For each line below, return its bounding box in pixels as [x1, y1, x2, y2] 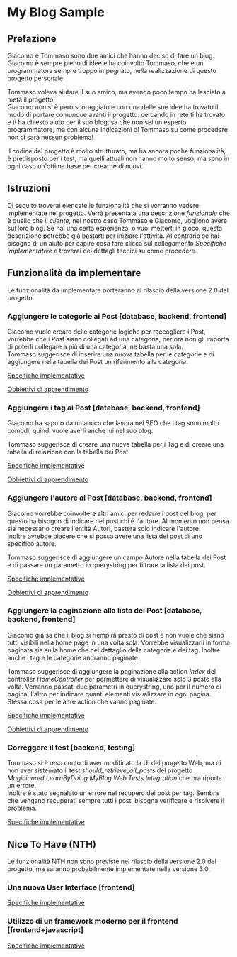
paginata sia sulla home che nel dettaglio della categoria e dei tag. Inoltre [7, 645, 221, 654]
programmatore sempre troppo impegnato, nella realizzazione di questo [7, 67, 217, 75]
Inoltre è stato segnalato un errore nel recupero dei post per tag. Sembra [7, 789, 219, 797]
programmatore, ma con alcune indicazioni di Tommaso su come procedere [7, 126, 229, 133]
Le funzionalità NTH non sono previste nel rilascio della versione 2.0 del [7, 857, 217, 865]
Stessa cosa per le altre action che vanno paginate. [7, 697, 157, 706]
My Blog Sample [7, 4, 105, 21]
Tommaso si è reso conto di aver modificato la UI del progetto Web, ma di [7, 759, 221, 767]
